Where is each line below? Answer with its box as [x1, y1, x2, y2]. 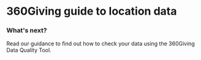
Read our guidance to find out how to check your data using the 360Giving [6, 40, 195, 47]
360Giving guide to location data [6, 4, 177, 18]
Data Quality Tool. [6, 47, 51, 54]
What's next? [6, 26, 47, 35]
